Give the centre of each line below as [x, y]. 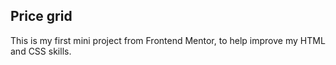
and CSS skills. [41, 51]
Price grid [41, 16]
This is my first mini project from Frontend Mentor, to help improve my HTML [168, 40]
